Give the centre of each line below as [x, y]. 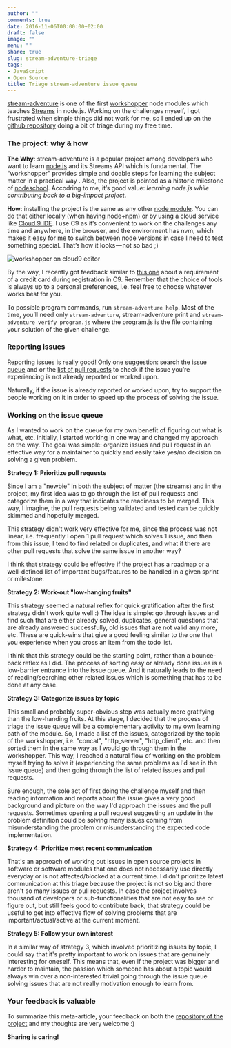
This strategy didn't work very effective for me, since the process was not [112, 529]
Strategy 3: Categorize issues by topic [63, 698]
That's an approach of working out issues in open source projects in [104, 862]
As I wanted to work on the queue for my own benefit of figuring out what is [115, 430]
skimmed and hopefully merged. [53, 516]
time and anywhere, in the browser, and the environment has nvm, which [110, 230]
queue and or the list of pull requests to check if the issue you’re [99, 369]
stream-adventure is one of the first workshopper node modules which [108, 103]
